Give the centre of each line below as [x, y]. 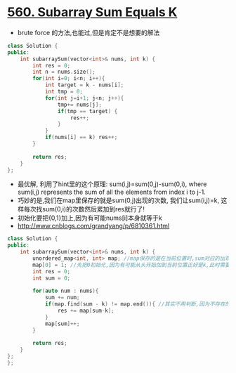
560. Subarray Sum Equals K [92, 12]
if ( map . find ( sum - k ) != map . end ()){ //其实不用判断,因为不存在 [135, 304]
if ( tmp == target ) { [87, 111]
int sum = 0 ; [52, 278]
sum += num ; [62, 298]
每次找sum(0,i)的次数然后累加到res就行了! [84, 209]
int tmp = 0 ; [64, 92]
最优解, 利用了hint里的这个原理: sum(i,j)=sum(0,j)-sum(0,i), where [112, 184]
